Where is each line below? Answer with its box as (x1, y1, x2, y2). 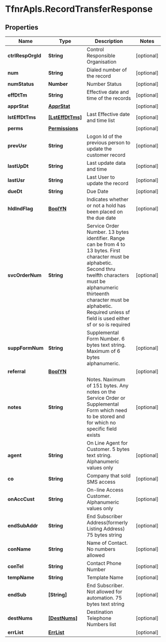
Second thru (86, 265, 116, 272)
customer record (86, 151, 125, 158)
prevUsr (7, 142, 27, 149)
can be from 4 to (86, 241, 125, 248)
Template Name (86, 574, 124, 581)
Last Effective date (86, 111, 130, 117)
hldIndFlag (7, 205, 34, 212)
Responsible (86, 52, 116, 59)
